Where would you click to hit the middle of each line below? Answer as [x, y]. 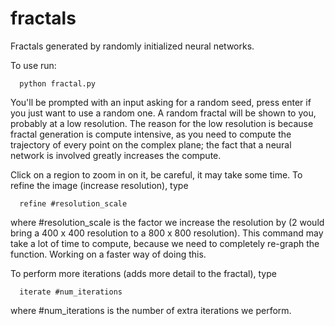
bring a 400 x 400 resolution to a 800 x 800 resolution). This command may [167, 233]
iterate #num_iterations [71, 292]
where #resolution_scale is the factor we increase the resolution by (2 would [167, 222]
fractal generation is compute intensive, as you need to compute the [151, 134]
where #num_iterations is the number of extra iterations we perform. [151, 310]
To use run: [33, 65]
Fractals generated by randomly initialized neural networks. [132, 46]
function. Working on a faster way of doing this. [108, 254]
